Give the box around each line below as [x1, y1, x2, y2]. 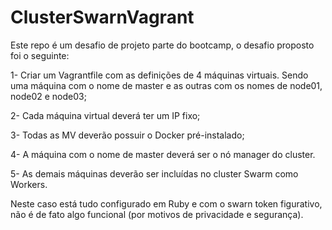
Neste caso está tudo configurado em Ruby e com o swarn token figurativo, [10, 197, 323, 210]
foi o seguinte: [10, 49, 70, 61]
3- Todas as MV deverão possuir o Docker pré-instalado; [10, 129, 245, 141]
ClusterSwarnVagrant [10, 6, 195, 29]
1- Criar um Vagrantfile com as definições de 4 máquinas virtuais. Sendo [10, 69, 309, 81]
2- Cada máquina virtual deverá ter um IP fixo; [10, 109, 201, 121]
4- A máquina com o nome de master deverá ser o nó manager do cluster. [10, 148, 316, 160]
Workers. [10, 178, 48, 190]
